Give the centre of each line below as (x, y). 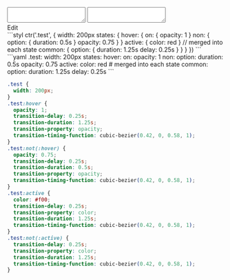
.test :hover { (28, 103)
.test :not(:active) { (38, 238)
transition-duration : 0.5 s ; (54, 168)
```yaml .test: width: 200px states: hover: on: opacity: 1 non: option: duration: (115, 57)
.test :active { (29, 193)
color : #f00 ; (32, 199)
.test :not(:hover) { (37, 148)
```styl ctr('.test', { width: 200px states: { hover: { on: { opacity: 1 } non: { (108, 35)
